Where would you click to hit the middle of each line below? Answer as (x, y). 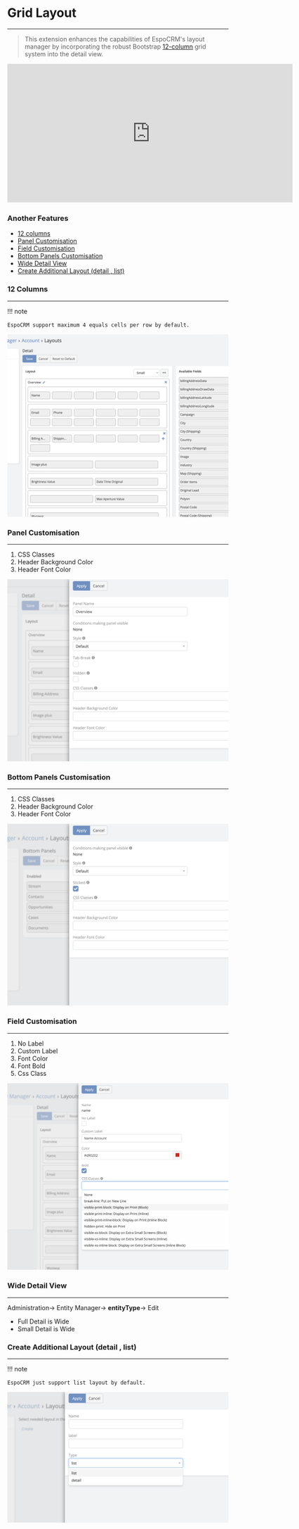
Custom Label (38, 1051)
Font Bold (31, 1066)
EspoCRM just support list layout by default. (77, 1383)
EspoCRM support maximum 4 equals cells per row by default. (99, 325)
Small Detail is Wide (46, 1328)
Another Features (38, 218)
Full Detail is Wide (43, 1321)
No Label (31, 1043)
